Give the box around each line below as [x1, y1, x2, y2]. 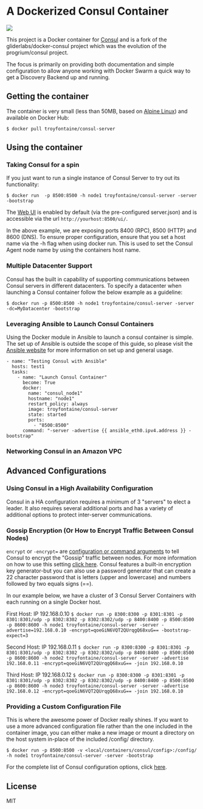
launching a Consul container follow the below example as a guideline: [6, 288, 183, 296]
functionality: [6, 181, 40, 188]
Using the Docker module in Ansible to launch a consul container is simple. [6, 333, 193, 341]
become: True [22, 380, 56, 386]
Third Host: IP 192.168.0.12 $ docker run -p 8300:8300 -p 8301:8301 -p [6, 671, 185, 678]
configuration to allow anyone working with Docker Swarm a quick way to [6, 67, 191, 74]
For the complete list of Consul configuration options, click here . [6, 763, 167, 771]
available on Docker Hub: [6, 114, 70, 121]
